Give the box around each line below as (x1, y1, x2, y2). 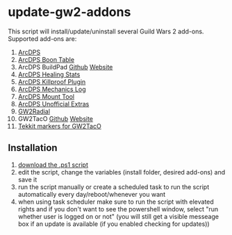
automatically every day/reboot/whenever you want (17, 190, 166, 198)
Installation (8, 142, 58, 154)
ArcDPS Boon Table (17, 55, 75, 63)
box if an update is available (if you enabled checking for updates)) (17, 220, 210, 228)
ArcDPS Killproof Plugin (17, 77, 86, 86)
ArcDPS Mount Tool (17, 92, 75, 101)
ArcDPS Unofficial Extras (17, 99, 90, 108)
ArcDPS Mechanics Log (17, 85, 86, 93)
